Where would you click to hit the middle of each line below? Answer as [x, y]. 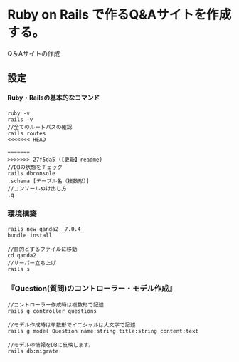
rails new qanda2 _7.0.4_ [46, 229]
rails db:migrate [33, 351]
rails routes [27, 133]
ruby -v [19, 113]
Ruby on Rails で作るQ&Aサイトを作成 [119, 15]
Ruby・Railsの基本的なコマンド [54, 98]
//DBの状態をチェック [35, 167]
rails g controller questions [52, 311]
